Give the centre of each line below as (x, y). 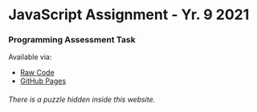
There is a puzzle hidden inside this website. (82, 100)
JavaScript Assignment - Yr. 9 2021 (129, 15)
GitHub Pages (43, 81)
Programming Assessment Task (72, 40)
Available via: (30, 57)
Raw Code (37, 73)
